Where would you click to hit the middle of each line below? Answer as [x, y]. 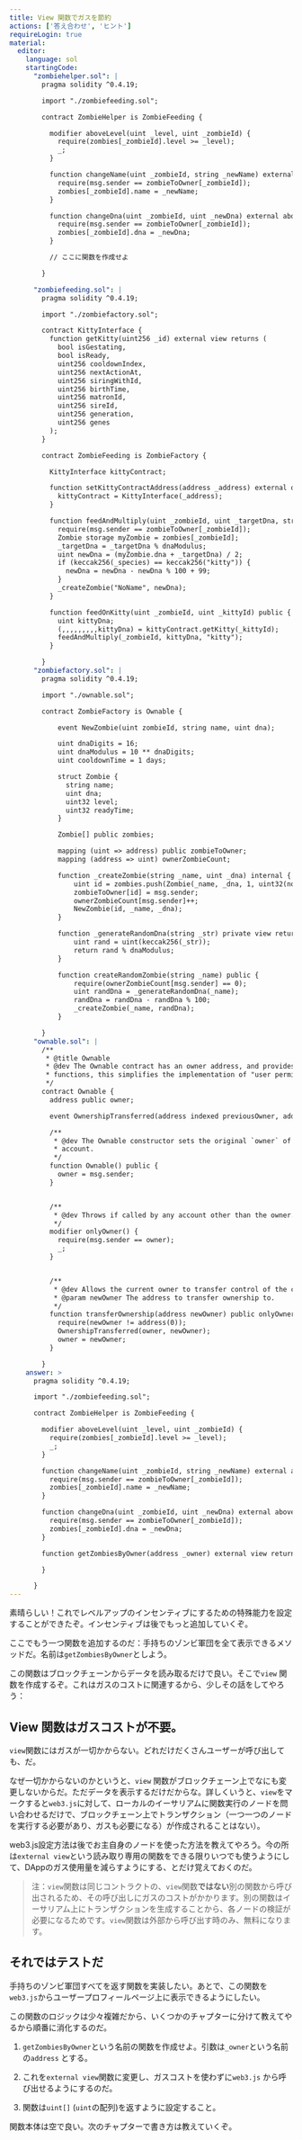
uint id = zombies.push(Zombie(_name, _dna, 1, [164, 884]
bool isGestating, [92, 347]
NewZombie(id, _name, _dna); [128, 909]
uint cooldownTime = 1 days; [112, 761]
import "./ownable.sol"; [88, 695]
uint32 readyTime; [100, 810]
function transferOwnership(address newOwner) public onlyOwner [172, 1314]
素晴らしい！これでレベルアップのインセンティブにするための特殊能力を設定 [151, 1613]
